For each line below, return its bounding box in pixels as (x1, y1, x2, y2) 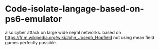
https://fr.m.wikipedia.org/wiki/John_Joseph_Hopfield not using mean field (5, 35, 155, 40)
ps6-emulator (5, 13, 62, 25)
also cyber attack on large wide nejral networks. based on (5, 29, 122, 35)
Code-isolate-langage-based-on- (5, 3, 144, 14)
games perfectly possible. (5, 39, 57, 45)
